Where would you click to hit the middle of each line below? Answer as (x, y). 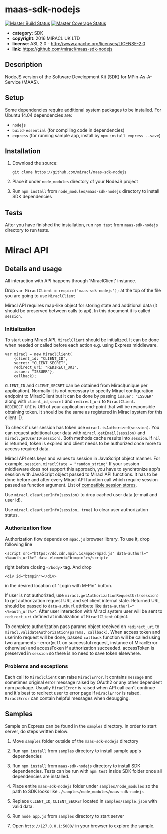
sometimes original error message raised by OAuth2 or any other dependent (83, 682)
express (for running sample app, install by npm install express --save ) (86, 135)
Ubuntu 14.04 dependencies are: (39, 115)
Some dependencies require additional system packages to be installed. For (83, 110)
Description (24, 64)
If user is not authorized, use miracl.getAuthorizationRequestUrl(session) (82, 595)
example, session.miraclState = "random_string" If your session (72, 464)
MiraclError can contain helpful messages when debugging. (68, 698)
